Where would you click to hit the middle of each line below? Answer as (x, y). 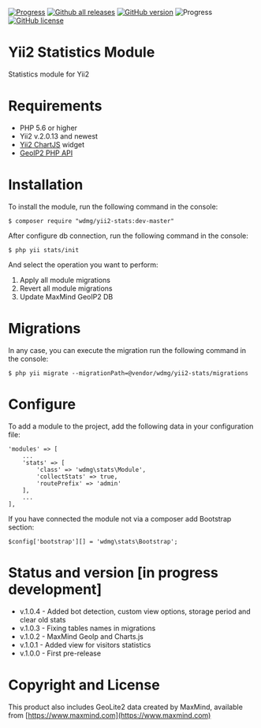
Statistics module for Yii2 (48, 74)
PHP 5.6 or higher (48, 128)
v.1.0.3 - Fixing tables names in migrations (88, 628)
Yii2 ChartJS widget (52, 144)
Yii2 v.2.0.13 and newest (59, 136)
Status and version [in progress (114, 572)
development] (55, 589)
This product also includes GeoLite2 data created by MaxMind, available (125, 707)
